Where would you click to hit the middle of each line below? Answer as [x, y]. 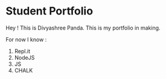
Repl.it [22, 51]
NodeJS [24, 57]
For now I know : [26, 39]
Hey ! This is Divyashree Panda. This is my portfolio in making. [83, 28]
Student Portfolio [49, 11]
